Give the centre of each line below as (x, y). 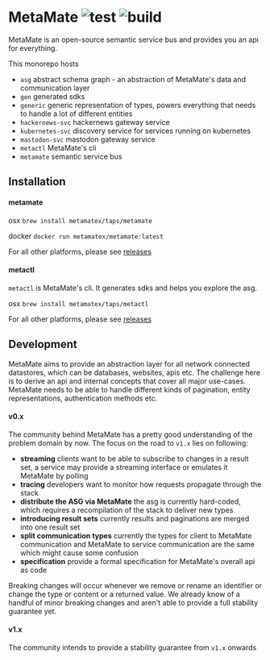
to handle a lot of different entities (76, 114)
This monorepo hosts (44, 64)
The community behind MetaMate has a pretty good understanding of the (131, 434)
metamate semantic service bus (71, 156)
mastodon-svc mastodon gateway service (87, 139)
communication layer (55, 88)
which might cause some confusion (79, 553)
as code (33, 570)
